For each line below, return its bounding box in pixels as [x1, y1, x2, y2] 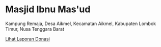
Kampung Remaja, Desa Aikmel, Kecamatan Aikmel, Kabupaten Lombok [5, 20, 156, 27]
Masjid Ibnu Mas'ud [5, 4, 91, 15]
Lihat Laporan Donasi [5, 36, 50, 42]
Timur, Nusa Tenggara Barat [5, 26, 65, 32]
